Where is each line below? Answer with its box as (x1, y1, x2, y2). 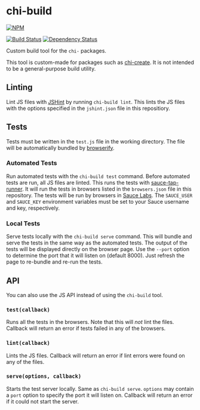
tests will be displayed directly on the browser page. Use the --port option (6, 246, 190, 253)
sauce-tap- (151, 179, 179, 186)
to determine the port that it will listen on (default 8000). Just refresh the (6, 252, 185, 259)
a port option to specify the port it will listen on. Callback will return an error (6, 391, 193, 399)
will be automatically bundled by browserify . (6, 144, 115, 151)
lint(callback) (6, 339, 51, 347)
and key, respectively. (6, 204, 60, 212)
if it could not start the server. (6, 397, 79, 405)
